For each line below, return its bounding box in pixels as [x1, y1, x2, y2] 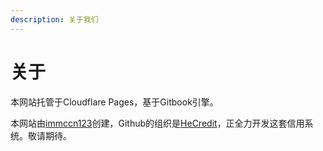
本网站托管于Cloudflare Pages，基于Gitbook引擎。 [10, 96, 219, 108]
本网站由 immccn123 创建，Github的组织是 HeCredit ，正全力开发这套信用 [10, 117, 305, 129]
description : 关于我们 [10, 14, 99, 25]
